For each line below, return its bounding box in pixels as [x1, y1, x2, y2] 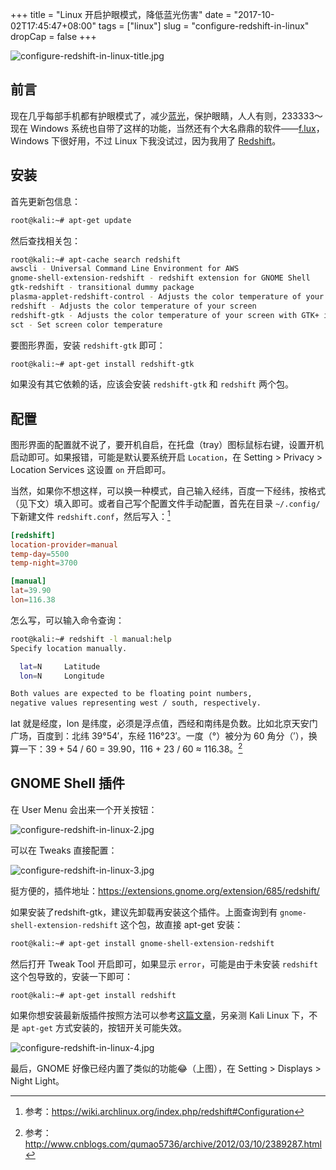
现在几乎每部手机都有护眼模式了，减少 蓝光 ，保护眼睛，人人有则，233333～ [10, 109, 323, 122]
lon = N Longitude [19, 671, 105, 681]
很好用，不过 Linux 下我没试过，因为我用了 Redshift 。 [59, 134, 282, 147]
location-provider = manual [10, 539, 118, 550]
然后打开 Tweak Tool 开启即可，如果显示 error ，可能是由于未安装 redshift [10, 958, 319, 970]
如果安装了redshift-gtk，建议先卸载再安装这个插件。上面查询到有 [10, 906, 278, 918]
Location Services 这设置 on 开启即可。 [10, 464, 172, 476]
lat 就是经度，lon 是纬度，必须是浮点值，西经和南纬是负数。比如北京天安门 [10, 718, 318, 730]
